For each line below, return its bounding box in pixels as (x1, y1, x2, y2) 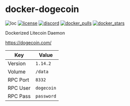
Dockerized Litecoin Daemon (5, 30, 65, 36)
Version (8, 60, 26, 67)
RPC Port (8, 76, 29, 83)
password (35, 93, 57, 99)
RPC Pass (8, 92, 31, 99)
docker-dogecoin (5, 4, 79, 15)
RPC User (8, 84, 31, 91)
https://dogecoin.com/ (5, 39, 52, 46)
